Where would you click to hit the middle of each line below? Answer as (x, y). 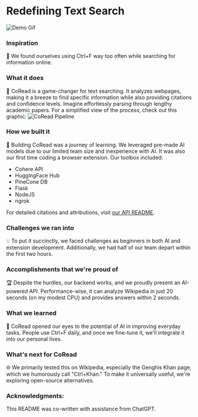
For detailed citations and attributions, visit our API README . (81, 212)
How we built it (28, 131)
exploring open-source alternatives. (50, 381)
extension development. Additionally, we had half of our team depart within (98, 248)
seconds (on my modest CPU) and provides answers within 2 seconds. (93, 298)
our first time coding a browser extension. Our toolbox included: (85, 157)
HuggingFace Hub (37, 175)
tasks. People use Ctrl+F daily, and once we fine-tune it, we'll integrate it (95, 332)
